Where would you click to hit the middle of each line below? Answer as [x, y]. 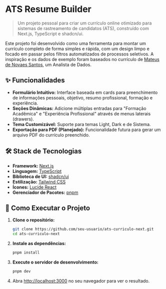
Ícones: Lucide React [34, 187]
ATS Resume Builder [48, 9]
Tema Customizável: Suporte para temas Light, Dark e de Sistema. [81, 124]
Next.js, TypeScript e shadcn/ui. [50, 33]
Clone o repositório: [33, 220]
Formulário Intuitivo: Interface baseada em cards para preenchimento [85, 92]
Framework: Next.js [33, 165]
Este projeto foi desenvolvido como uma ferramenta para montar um [75, 43]
